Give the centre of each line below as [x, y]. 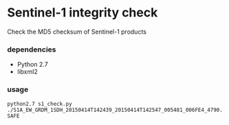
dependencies [32, 49]
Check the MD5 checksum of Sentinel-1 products [77, 32]
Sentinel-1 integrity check [83, 13]
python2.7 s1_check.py [40, 104]
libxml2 [27, 72]
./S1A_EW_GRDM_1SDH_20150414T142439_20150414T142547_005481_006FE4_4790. [115, 110]
